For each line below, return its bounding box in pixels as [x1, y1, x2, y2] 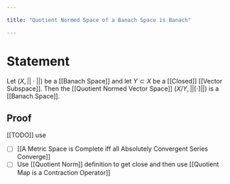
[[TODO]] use [6, 131, 47, 139]
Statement [6, 53, 70, 69]
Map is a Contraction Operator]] [16, 168, 111, 177]
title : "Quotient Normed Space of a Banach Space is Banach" [6, 16, 192, 23]
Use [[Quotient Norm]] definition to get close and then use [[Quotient [16, 160, 219, 168]
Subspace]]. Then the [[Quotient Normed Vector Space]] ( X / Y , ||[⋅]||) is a [6, 84, 219, 93]
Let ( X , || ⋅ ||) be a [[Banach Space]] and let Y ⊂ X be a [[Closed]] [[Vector [6, 76, 223, 85]
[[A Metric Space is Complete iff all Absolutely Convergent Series [16, 144, 209, 153]
